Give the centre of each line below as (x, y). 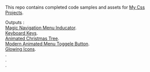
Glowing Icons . (21, 49)
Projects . (14, 13)
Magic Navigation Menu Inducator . (41, 28)
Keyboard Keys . (22, 33)
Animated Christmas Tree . (32, 38)
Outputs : (15, 22)
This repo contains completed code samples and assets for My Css (75, 7)
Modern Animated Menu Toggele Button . (47, 44)
